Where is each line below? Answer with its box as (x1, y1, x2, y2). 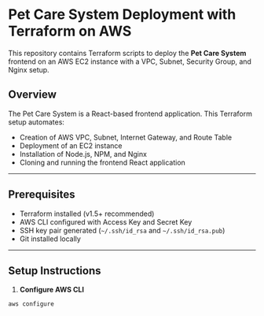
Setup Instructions (8, 264, 101, 277)
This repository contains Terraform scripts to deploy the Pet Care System (8, 48, 247, 58)
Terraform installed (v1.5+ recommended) (19, 209, 155, 218)
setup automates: (8, 117, 65, 127)
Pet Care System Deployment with (8, 6, 236, 24)
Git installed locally (19, 234, 81, 244)
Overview (8, 88, 57, 102)
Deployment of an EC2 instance (19, 140, 123, 151)
